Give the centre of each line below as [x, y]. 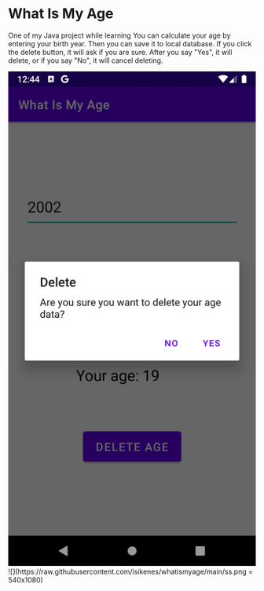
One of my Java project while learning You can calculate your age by [119, 35]
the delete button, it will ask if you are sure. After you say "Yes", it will [120, 52]
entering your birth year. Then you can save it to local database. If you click [130, 43]
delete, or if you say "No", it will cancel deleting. [86, 60]
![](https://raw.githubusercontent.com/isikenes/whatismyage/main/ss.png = [131, 571]
